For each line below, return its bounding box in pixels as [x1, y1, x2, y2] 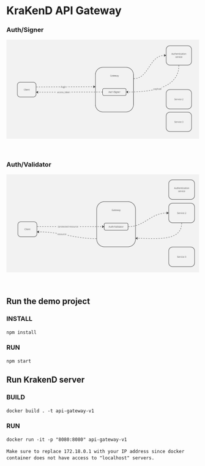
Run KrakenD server [6, 375, 85, 385]
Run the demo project [6, 296, 91, 307]
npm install [6, 329, 37, 336]
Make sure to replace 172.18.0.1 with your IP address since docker [6, 448, 185, 454]
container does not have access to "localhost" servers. [6, 454, 155, 461]
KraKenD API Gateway [6, 4, 122, 18]
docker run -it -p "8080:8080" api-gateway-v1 [6, 436, 127, 443]
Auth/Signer [6, 26, 44, 34]
